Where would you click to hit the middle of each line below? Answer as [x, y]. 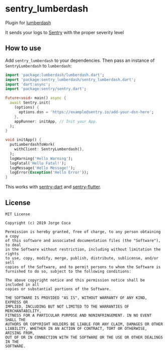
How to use [23, 48]
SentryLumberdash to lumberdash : [38, 65]
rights [12, 254]
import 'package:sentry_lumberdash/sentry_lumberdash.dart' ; [71, 79]
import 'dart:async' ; [28, 84]
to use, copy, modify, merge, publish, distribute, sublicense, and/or [82, 258]
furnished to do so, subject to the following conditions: [68, 271]
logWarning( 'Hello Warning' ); [41, 158]
